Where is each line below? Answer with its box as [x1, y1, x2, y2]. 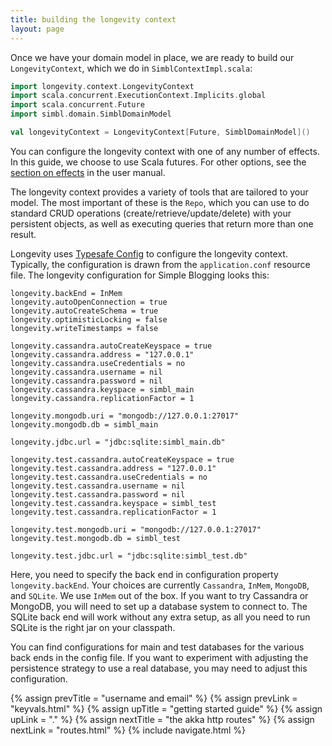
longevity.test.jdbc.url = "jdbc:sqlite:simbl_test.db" [10, 551, 248, 561]
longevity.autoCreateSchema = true [10, 306, 159, 316]
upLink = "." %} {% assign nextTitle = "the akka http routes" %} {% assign [10, 713, 315, 725]
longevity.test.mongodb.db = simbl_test [10, 533, 182, 543]
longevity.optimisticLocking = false [10, 314, 168, 325]
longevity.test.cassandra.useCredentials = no [10, 472, 208, 482]
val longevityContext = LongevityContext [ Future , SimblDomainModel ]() [10, 127, 311, 137]
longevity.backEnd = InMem [10, 288, 123, 298]
